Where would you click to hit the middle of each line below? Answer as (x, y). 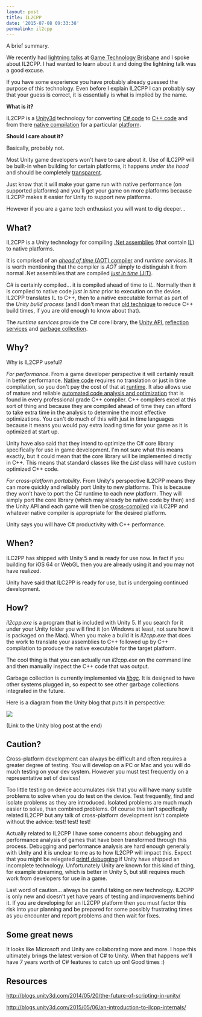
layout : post (23, 12)
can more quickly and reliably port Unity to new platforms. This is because (99, 487)
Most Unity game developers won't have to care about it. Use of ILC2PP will (100, 160)
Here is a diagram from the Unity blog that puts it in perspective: (86, 702)
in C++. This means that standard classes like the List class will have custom (101, 462)
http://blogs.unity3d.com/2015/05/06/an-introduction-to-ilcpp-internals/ (96, 1007)
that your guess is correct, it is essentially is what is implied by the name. (97, 95)
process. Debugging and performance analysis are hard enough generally (98, 846)
